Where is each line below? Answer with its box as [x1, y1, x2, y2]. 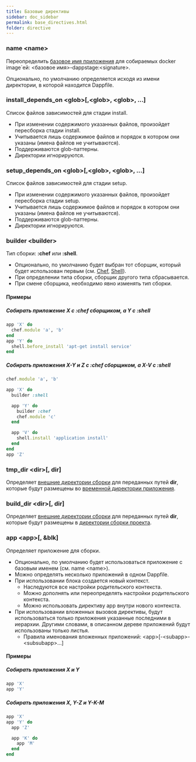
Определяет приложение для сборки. [6, 547, 101, 554]
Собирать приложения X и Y [6, 666, 80, 673]
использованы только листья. [14, 627, 90, 634]
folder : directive [6, 25, 51, 31]
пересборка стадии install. [14, 127, 81, 134]
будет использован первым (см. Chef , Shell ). [14, 268, 127, 275]
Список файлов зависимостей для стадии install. [6, 109, 128, 116]
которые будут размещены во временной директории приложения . [6, 485, 176, 492]
